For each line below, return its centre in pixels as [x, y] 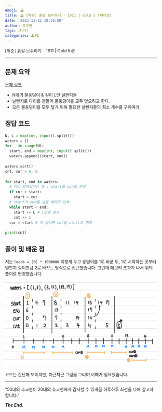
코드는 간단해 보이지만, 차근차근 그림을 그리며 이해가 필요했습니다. [67, 375]
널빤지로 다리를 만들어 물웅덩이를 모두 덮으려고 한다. [61, 101]
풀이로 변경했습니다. [24, 274]
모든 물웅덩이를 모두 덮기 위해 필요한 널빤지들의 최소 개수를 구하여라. [76, 107]
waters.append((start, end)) [39, 156]
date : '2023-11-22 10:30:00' [34, 20]
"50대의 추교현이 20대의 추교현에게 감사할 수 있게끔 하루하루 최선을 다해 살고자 [79, 389]
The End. [14, 405]
